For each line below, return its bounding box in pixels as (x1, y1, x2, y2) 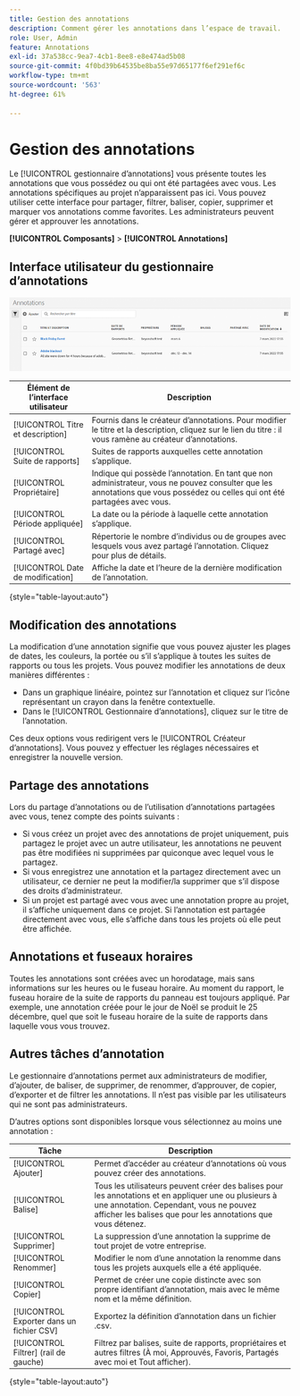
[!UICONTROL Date (12, 562, 85, 572)
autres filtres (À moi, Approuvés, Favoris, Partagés (94, 1347, 279, 1358)
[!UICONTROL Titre (12, 419, 84, 430)
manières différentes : (9, 670, 90, 681)
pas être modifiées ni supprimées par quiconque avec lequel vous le (21, 848, 274, 858)
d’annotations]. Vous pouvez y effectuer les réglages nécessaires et (9, 742, 259, 753)
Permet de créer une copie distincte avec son (94, 1274, 262, 1285)
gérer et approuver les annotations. (9, 216, 139, 227)
